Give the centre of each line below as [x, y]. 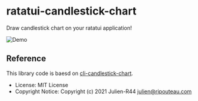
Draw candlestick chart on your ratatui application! [69, 28]
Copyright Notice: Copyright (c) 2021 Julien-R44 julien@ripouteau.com [103, 91]
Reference [26, 59]
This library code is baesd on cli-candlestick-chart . [70, 73]
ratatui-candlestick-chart [72, 11]
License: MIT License [41, 85]
